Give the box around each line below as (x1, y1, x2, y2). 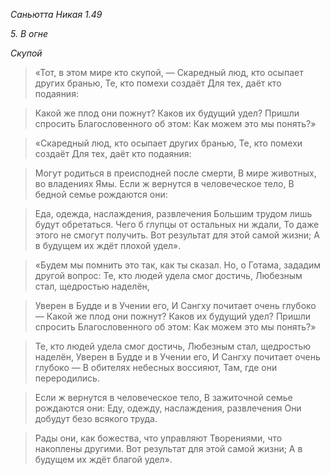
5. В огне (10, 28, 49, 39)
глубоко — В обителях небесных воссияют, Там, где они (34, 362, 278, 373)
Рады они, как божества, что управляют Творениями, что (34, 432, 283, 444)
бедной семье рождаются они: (34, 189, 168, 200)
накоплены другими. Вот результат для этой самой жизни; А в (34, 443, 303, 454)
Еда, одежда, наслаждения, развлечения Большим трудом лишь (34, 208, 313, 219)
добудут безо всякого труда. (34, 413, 158, 424)
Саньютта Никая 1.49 (10, 9, 103, 20)
